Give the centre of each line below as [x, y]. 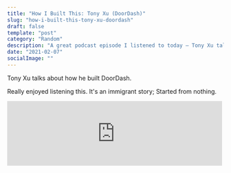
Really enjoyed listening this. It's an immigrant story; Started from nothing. [112, 91]
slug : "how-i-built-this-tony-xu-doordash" [70, 20]
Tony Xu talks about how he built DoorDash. [69, 78]
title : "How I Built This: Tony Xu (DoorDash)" [77, 13]
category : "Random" [35, 39]
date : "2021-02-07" [35, 52]
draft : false [26, 26]
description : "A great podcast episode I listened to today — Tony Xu [110, 45]
